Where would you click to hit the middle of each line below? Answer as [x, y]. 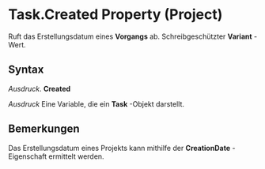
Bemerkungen [44, 129]
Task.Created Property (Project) [115, 15]
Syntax [26, 70]
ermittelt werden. [76, 156]
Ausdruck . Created [40, 88]
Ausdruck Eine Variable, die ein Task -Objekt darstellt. [96, 103]
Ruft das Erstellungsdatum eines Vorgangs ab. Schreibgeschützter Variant [130, 36]
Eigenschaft [28, 156]
